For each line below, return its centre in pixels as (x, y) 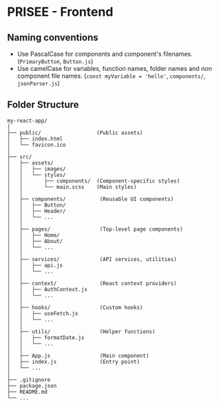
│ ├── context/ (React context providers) (92, 283)
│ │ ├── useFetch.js (43, 313)
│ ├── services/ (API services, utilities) (92, 259)
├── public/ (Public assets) (75, 133)
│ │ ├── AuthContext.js (48, 289)
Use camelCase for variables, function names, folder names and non (114, 69)
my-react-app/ (28, 121)
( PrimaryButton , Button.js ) (55, 61)
